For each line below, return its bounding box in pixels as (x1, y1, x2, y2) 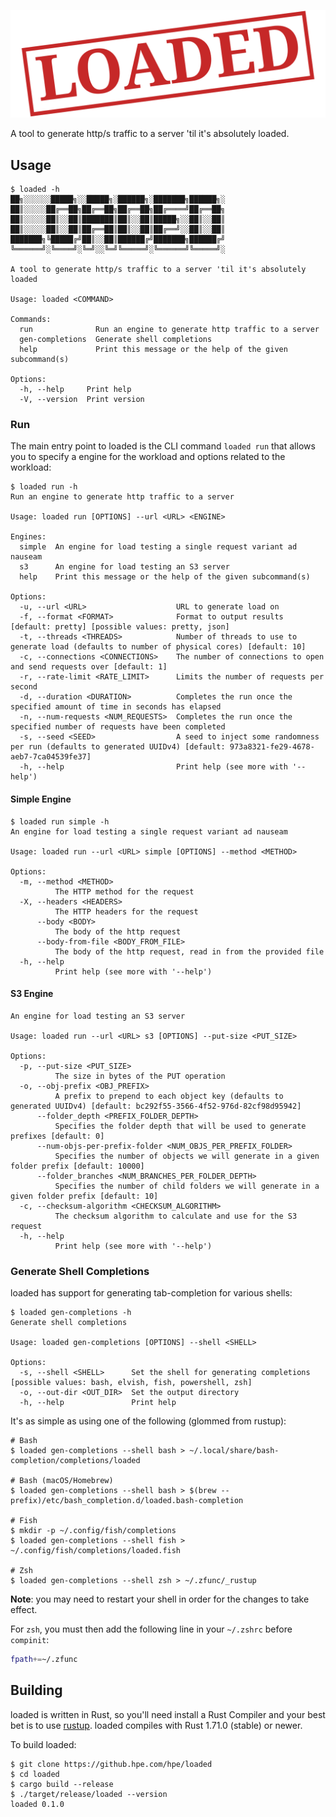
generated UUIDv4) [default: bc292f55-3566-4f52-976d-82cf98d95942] (10, 1101, 302, 1111)
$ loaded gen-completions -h (10, 1308, 132, 1318)
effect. (10, 1604, 38, 1616)
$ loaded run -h (10, 482, 78, 492)
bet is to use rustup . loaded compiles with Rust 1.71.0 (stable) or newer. (10, 1719, 303, 1731)
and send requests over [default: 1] (10, 662, 168, 672)
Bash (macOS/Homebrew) (19, 1476, 114, 1486)
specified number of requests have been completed (10, 722, 226, 732)
